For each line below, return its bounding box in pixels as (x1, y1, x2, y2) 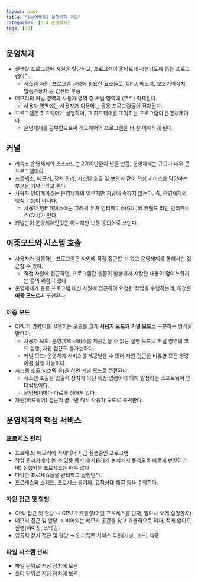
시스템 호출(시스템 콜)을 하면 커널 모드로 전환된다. (14, 367, 129, 374)
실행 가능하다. (34, 359, 67, 366)
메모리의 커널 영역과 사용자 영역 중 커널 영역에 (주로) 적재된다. (14, 95, 158, 102)
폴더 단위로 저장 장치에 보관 (14, 570, 79, 577)
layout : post (6, 8, 38, 15)
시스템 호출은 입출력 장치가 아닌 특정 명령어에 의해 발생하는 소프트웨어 (23, 374, 185, 381)
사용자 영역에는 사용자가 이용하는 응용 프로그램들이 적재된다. (23, 102, 163, 109)
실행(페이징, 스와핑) (14, 524, 60, 531)
